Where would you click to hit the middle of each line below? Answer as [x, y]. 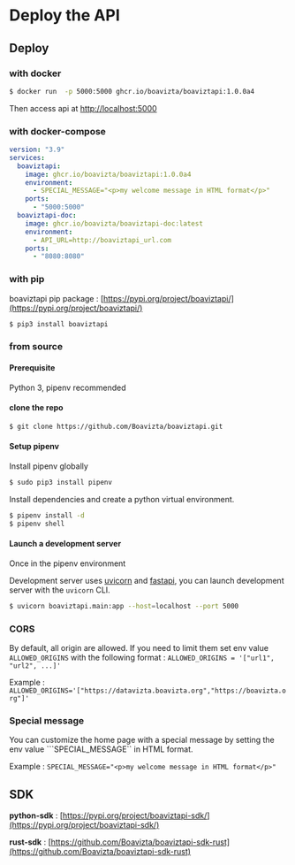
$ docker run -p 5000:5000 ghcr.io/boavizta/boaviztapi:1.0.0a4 [132, 91]
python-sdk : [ [36, 815]
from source [36, 347]
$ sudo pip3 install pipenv [61, 482]
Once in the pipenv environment [68, 563]
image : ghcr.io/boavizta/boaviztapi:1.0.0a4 [108, 174]
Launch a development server [65, 544]
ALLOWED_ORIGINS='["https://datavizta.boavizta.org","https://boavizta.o [148, 691]
